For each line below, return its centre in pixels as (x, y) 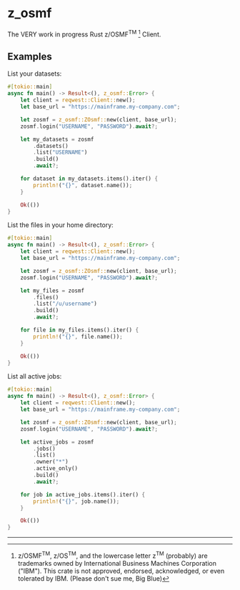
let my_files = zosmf (52, 291)
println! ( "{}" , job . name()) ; (76, 501)
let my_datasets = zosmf (57, 139)
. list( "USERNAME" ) (60, 152)
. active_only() (56, 469)
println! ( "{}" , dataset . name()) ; (83, 185)
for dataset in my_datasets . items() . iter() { (89, 179)
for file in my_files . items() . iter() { (80, 330)
